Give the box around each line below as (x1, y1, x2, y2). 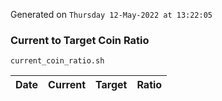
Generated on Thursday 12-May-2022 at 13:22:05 (10, 9, 213, 20)
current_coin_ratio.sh (10, 56, 105, 66)
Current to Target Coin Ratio (10, 33, 150, 47)
